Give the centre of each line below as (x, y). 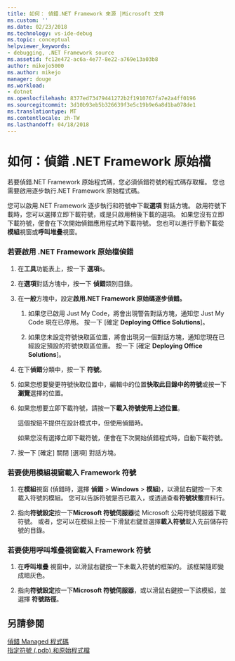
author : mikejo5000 (36, 66)
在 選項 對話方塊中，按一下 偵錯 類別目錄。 (77, 283)
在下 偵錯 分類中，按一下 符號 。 (61, 369)
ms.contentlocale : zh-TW (43, 118)
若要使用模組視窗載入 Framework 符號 (72, 472)
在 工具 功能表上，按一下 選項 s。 (63, 268)
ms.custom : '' (28, 20)
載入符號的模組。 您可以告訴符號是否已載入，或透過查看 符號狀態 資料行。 (123, 498)
